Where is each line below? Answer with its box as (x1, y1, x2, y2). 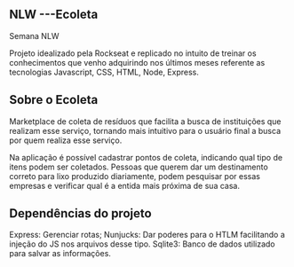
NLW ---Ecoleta (9, 7, 99, 22)
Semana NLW (9, 30, 60, 41)
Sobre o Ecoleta (9, 92, 99, 107)
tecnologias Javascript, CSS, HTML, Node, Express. (9, 67, 200, 77)
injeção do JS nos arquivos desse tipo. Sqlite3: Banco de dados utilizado (9, 239, 275, 249)
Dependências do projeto (9, 206, 153, 221)
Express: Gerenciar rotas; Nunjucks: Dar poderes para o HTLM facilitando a (9, 230, 286, 240)
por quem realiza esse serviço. (9, 135, 123, 145)
